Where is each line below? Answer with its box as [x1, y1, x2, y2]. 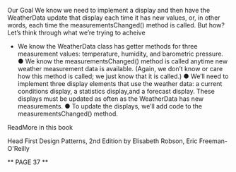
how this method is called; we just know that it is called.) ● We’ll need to [17, 72, 229, 80]
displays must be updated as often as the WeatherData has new [17, 94, 204, 103]
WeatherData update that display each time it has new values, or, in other [7, 13, 220, 22]
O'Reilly [7, 145, 30, 152]
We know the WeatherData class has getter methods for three [17, 42, 198, 50]
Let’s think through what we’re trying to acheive [7, 28, 146, 37]
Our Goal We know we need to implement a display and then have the [7, 6, 211, 14]
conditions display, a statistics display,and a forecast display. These [17, 87, 216, 95]
